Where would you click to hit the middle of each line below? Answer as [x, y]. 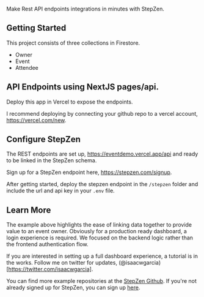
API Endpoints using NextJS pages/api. [82, 87]
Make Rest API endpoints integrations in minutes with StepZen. [86, 9]
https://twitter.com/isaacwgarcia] [50, 269]
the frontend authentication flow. [47, 244]
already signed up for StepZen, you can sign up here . [73, 288]
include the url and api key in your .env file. [60, 191]
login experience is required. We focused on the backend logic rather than [100, 238]
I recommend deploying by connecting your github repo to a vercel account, [102, 113]
